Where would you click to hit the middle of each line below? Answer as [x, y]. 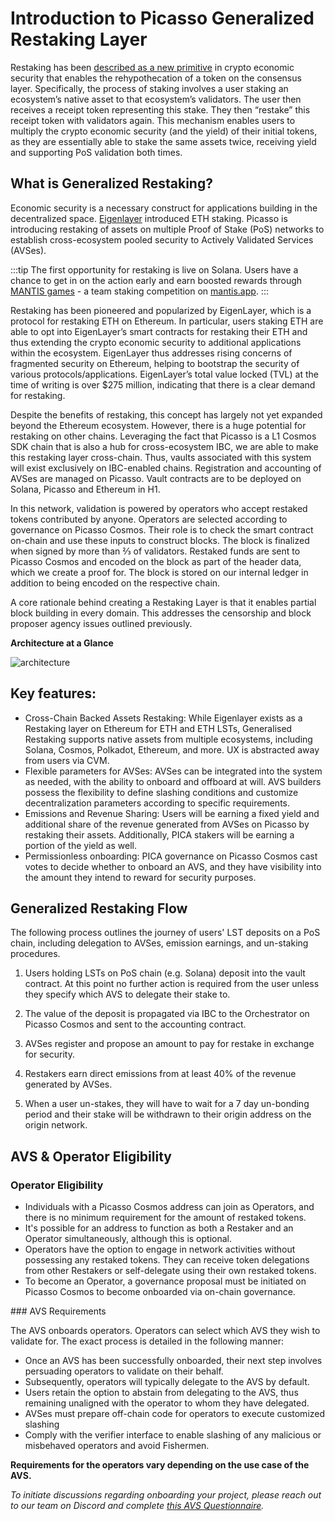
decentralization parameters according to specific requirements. [157, 803]
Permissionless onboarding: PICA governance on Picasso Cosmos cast [171, 856]
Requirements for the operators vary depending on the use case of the [160, 1465]
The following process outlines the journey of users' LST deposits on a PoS [165, 933]
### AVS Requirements [58, 1311]
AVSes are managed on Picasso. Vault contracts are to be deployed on [156, 478]
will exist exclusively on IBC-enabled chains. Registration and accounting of [166, 468]
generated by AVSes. [68, 1084]
